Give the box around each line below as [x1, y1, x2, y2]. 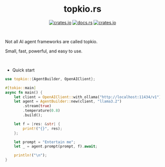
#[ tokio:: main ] [5, 85, 36, 90]
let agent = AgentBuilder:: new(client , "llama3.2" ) [14, 99, 122, 104]
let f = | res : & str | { [14, 121, 60, 126]
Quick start [12, 67, 35, 73]
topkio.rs [63, 3, 102, 15]
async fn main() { [5, 90, 43, 95]
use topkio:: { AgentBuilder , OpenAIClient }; [5, 76, 96, 81]
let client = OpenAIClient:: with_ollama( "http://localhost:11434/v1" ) [14, 95, 162, 99]
